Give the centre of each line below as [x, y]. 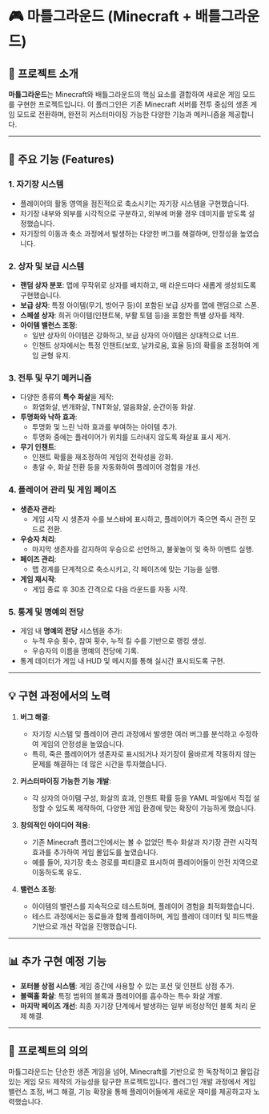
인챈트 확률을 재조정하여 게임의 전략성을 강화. [102, 457]
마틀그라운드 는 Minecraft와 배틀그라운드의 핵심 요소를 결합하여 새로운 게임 [124, 94]
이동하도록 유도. [56, 872]
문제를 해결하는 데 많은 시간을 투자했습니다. [99, 764]
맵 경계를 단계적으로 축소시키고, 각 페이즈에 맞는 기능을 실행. [126, 569]
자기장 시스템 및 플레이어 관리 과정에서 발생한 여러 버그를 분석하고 [134, 733]
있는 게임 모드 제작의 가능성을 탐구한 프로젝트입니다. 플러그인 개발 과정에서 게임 [132, 1082]
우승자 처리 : [38, 539]
